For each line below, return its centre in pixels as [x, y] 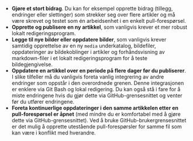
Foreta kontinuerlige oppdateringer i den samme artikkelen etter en [95, 108]
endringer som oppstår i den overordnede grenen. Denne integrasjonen [98, 83]
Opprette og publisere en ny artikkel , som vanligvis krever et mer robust [99, 27]
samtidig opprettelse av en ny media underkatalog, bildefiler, [84, 46]
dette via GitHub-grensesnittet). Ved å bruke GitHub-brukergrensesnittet [99, 120]
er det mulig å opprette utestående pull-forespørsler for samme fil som [97, 126]
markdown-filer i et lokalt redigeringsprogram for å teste [80, 58]
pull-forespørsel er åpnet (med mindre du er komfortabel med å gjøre [96, 114]
